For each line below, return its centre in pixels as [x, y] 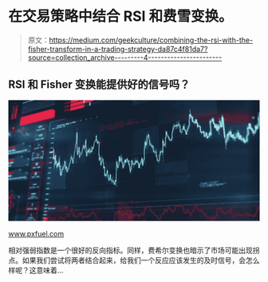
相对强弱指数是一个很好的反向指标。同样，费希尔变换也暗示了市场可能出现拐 [134, 250]
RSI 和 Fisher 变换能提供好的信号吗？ [99, 85]
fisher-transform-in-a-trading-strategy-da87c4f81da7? [118, 49]
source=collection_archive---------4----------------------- [125, 58]
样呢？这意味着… [36, 270]
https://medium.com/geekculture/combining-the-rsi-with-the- [151, 40]
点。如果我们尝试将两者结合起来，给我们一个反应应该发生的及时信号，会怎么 [134, 260]
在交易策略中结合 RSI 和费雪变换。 [120, 16]
